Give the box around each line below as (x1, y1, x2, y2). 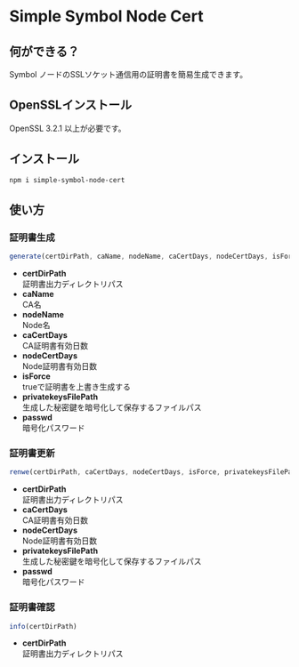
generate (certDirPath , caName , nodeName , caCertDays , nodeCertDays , (9, 252, 269, 261)
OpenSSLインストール (9, 98, 132, 113)
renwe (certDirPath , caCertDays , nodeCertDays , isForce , (9, 468, 221, 477)
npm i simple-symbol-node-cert (9, 175, 125, 184)
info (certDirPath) (9, 622, 77, 631)
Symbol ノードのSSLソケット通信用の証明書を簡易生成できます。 (9, 69, 247, 79)
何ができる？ (9, 44, 80, 59)
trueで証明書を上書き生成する (21, 382, 132, 392)
